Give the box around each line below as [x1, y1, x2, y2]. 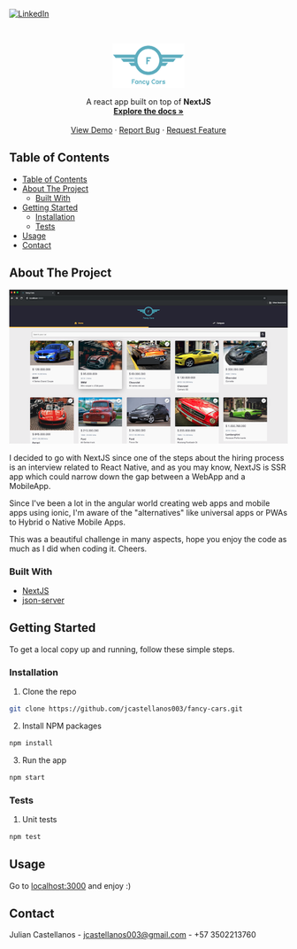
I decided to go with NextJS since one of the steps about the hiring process [9, 452, 285, 463]
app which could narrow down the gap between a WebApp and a [9, 471, 246, 482]
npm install [9, 738, 53, 748]
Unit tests [21, 813, 57, 824]
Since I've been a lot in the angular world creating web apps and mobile [9, 497, 270, 509]
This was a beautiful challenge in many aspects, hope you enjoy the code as [9, 533, 287, 544]
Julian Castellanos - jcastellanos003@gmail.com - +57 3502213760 [9, 930, 256, 940]
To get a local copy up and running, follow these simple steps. [9, 643, 235, 655]
